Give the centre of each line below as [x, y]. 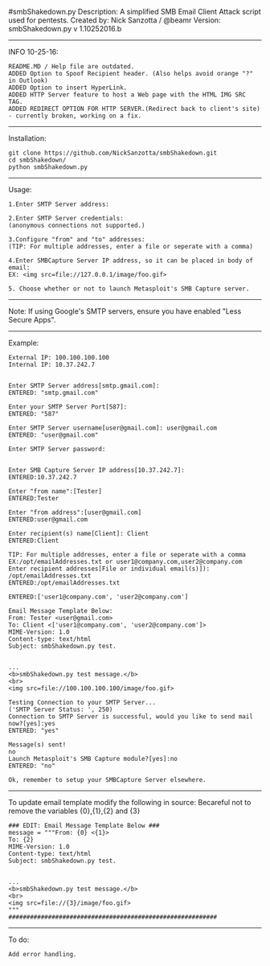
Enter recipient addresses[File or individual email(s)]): [109, 569]
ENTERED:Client [34, 541]
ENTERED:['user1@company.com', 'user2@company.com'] [98, 597]
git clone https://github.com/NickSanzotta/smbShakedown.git [113, 153]
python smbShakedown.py [48, 167]
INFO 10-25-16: [33, 52]
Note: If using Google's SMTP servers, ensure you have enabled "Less [125, 311]
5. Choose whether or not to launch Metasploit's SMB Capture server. [129, 289]
